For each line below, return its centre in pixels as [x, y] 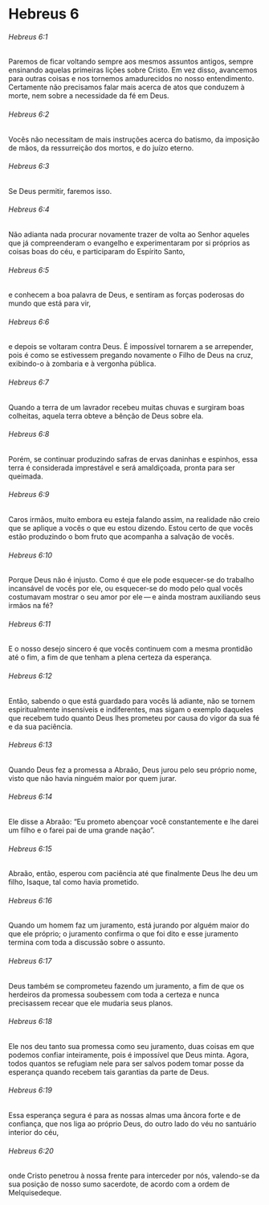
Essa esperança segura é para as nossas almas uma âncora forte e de [124, 1116]
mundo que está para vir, [49, 303]
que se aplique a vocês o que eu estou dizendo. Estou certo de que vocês [131, 528]
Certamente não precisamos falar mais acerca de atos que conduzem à [126, 87]
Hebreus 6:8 [29, 434]
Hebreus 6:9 [29, 495]
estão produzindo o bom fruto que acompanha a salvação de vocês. [121, 537]
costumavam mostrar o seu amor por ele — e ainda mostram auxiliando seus [134, 597]
